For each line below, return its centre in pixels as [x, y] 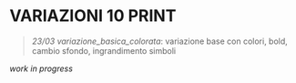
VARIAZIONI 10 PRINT [93, 16]
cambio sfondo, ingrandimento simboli [103, 50]
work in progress [41, 68]
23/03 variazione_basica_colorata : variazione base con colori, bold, [160, 41]
